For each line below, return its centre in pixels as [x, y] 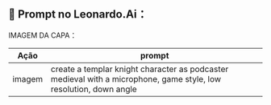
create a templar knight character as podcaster [140, 69]
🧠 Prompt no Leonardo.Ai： [78, 14]
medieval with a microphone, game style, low [136, 79]
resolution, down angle [94, 89]
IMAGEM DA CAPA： [43, 35]
